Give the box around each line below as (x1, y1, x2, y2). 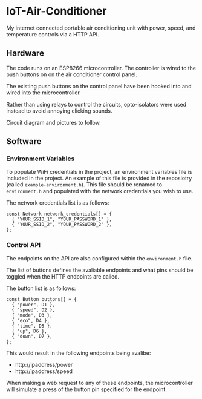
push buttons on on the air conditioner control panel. (6, 71, 138, 78)
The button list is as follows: (6, 285, 76, 292)
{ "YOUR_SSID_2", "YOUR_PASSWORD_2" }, (11, 222, 112, 228)
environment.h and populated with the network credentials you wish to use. (6, 188, 194, 195)
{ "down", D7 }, (11, 333, 53, 340)
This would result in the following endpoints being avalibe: (6, 349, 151, 357)
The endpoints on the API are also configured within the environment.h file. (6, 254, 192, 262)
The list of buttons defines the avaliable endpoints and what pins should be (6, 266, 194, 274)
